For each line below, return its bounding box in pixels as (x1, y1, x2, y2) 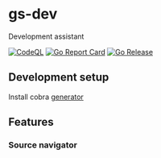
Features (8, 115, 54, 129)
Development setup (8, 70, 109, 85)
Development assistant (8, 31, 85, 41)
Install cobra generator (8, 92, 85, 102)
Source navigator (8, 139, 78, 151)
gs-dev (8, 5, 58, 23)
